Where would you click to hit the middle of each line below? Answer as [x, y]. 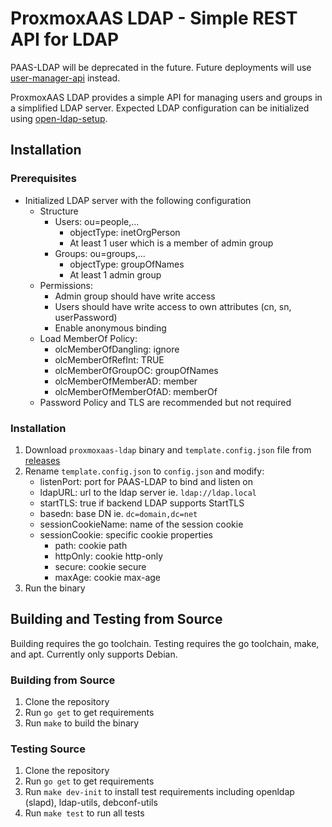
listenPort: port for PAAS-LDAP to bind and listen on [146, 481]
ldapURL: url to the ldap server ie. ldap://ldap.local [148, 492]
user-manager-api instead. [65, 78]
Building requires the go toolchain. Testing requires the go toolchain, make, [165, 643]
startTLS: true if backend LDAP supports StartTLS [142, 503]
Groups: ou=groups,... [100, 253]
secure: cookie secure [100, 566]
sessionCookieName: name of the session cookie [141, 524]
